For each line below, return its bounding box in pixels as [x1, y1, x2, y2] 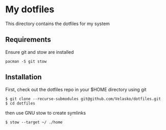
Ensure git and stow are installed [5, 49, 74, 55]
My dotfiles [5, 4, 55, 15]
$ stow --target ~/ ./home [5, 119, 63, 125]
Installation [5, 73, 42, 81]
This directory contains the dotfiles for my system [5, 20, 110, 27]
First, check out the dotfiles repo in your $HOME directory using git [5, 86, 147, 93]
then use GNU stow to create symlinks [5, 110, 86, 116]
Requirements [5, 35, 51, 44]
